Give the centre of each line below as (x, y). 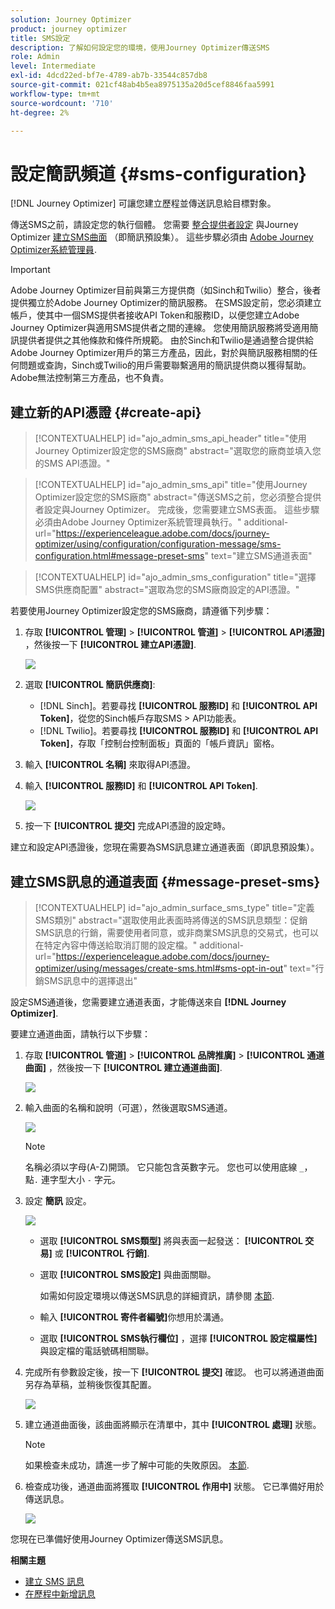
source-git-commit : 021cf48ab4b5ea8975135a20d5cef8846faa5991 (142, 85)
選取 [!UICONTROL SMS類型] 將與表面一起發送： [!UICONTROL (171, 1240)
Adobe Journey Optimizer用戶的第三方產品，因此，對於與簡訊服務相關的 (160, 353)
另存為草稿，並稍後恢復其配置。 (90, 1384)
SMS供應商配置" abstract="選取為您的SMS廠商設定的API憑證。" (167, 590)
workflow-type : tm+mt (55, 94)
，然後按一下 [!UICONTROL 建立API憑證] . (110, 645)
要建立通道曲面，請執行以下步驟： (80, 1033)
